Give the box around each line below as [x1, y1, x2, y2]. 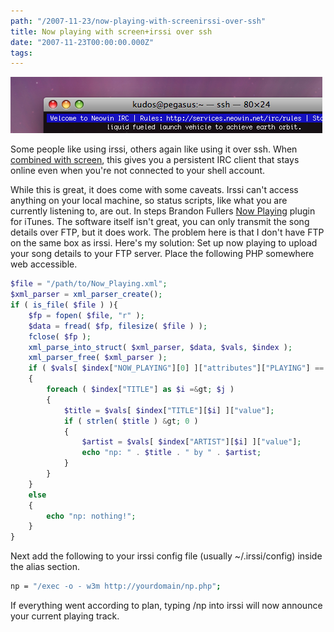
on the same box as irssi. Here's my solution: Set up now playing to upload [10, 237, 318, 249]
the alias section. [10, 561, 81, 573]
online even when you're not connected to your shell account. [10, 165, 265, 177]
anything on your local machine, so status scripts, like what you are [10, 195, 288, 207]
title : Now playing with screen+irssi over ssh [10, 26, 213, 37]
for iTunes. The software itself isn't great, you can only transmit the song [10, 216, 310, 228]
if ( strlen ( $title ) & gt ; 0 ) [63, 416, 199, 426]
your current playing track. [10, 610, 120, 622]
